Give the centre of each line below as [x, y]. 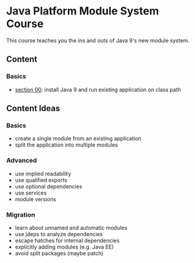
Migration [21, 214]
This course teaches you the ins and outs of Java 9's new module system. [98, 40]
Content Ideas [33, 108]
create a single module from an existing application [78, 139]
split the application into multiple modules [66, 145]
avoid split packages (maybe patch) [59, 253]
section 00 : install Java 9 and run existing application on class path [98, 89]
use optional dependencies [49, 186]
